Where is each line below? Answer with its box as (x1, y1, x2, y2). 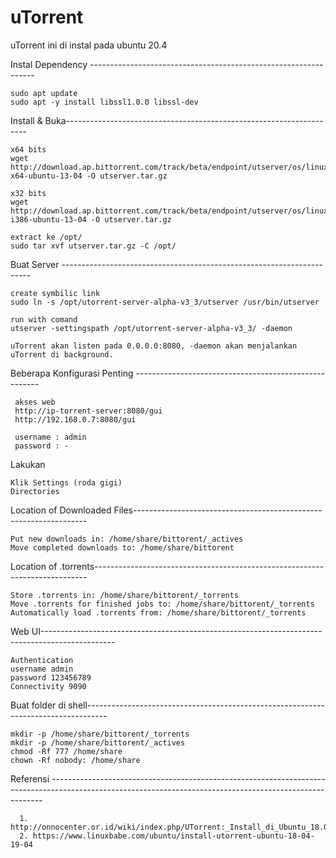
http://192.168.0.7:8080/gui (14, 414, 137, 425)
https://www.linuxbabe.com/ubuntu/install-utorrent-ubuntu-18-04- (32, 831, 315, 841)
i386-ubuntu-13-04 (10, 214, 87, 225)
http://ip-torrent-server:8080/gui (14, 406, 163, 416)
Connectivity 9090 (10, 681, 87, 691)
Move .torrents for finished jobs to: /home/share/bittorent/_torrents (10, 599, 315, 609)
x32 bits (10, 188, 47, 198)
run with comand (10, 314, 78, 325)
